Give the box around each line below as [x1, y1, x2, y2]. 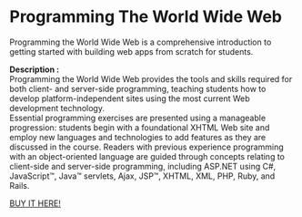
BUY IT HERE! [9, 198, 62, 209]
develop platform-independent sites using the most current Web [9, 93, 250, 104]
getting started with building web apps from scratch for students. [9, 46, 254, 57]
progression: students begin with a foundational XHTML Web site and [9, 121, 270, 133]
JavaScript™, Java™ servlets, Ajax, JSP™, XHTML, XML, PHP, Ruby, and [9, 170, 276, 181]
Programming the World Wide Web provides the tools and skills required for [9, 73, 293, 84]
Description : [9, 64, 60, 75]
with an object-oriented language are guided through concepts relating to [9, 150, 285, 161]
